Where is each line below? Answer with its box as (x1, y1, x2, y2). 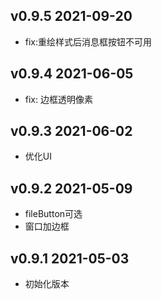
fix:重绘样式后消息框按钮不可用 (24, 35, 153, 48)
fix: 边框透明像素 (24, 93, 93, 105)
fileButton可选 (24, 208, 83, 220)
